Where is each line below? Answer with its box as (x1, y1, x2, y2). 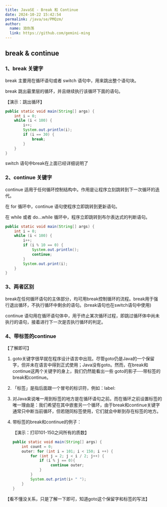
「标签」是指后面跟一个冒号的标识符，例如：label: (12, 385, 116, 391)
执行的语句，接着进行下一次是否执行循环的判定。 (5, 319, 106, 325)
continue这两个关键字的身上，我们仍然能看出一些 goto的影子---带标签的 (12, 368, 161, 374)
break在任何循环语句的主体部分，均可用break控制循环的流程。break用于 (5, 296, 154, 302)
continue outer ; (50, 463, 84, 468)
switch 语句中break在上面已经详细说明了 (5, 160, 89, 166)
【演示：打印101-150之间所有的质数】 (12, 429, 90, 435)
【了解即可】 (5, 345, 31, 351)
